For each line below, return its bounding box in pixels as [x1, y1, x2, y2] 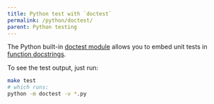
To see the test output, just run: [7, 64, 99, 72]
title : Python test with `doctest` [7, 10, 112, 18]
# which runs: [7, 84, 49, 91]
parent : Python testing [7, 23, 78, 30]
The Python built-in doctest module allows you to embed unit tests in [7, 43, 208, 51]
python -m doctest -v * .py [7, 91, 87, 98]
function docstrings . [7, 50, 66, 58]
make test [7, 77, 37, 84]
